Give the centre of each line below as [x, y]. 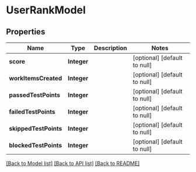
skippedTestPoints [36, 129]
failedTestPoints [32, 112]
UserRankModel [46, 10]
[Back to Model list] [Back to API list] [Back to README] [73, 163]
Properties [26, 32]
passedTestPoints [34, 95]
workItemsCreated [36, 78]
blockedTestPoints [36, 145]
